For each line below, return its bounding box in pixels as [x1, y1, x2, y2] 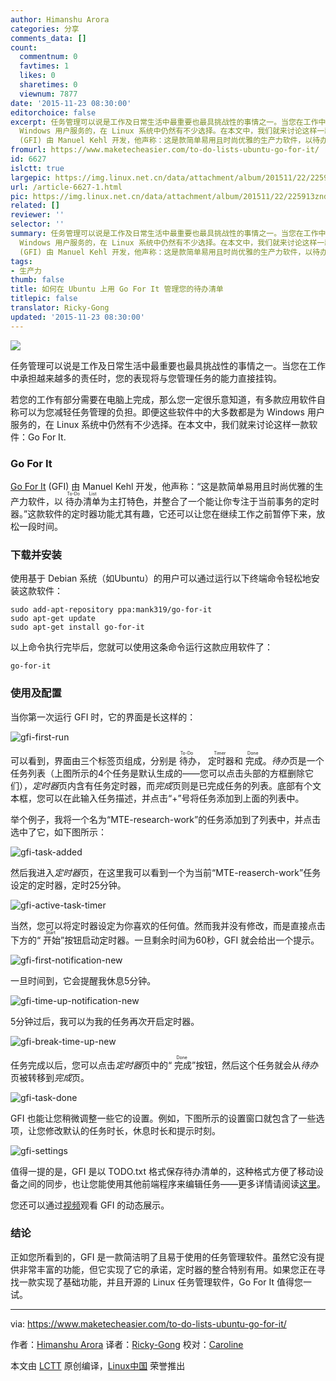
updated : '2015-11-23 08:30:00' [10, 312, 145, 322]
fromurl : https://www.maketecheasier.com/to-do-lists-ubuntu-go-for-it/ [10, 145, 320, 155]
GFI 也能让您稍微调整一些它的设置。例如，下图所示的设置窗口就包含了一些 [10, 1112, 317, 1124]
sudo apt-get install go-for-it [10, 622, 145, 633]
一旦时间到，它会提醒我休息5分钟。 [10, 974, 157, 986]
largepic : [10, 172, 52, 183]
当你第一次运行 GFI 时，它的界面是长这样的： [10, 711, 197, 723]
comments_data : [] [10, 33, 87, 43]
